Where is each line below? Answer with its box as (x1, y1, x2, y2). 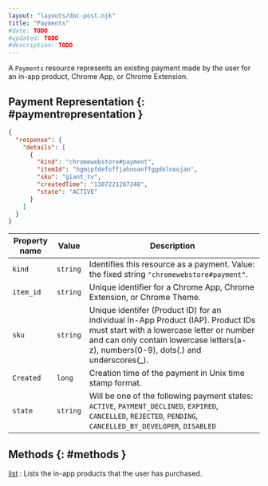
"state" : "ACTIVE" (37, 188, 98, 196)
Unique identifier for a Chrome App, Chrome (89, 282, 255, 293)
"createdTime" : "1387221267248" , (37, 180, 148, 188)
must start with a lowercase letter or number (89, 325, 255, 336)
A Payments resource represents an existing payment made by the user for (8, 63, 251, 73)
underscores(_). (89, 354, 149, 365)
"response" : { (15, 136, 62, 144)
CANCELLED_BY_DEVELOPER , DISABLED (89, 421, 217, 432)
